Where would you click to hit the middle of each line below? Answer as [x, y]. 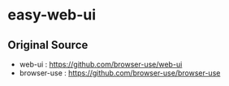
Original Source [48, 45]
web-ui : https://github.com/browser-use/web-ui [101, 64]
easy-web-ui [52, 15]
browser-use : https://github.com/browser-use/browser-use [120, 73]
